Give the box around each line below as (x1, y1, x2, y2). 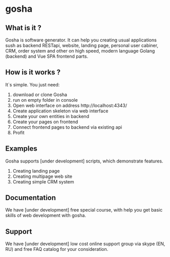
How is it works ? (5, 68, 60, 77)
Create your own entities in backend (12, 113, 90, 119)
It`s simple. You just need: (5, 81, 60, 87)
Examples (5, 144, 37, 153)
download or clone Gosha (12, 91, 68, 98)
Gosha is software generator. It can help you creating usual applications (5, 37, 157, 43)
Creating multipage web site (12, 173, 73, 179)
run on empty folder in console (12, 97, 78, 103)
